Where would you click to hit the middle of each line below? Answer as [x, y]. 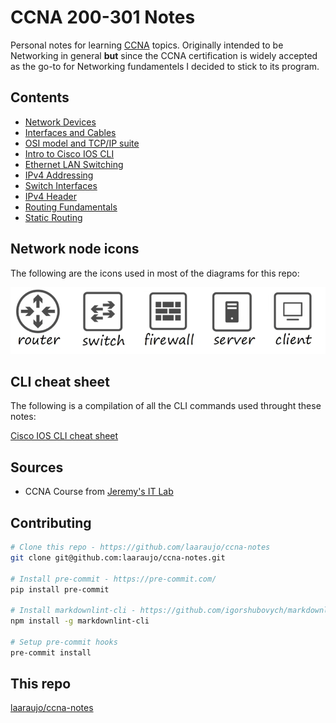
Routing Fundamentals [71, 207]
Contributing [51, 522]
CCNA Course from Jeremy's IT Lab [99, 492]
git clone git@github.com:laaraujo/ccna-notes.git [118, 557]
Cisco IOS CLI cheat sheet [64, 436]
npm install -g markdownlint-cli [80, 621]
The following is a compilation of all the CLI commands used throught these [166, 406]
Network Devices [60, 122]
